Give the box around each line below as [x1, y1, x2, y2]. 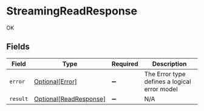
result [9, 95, 29, 102]
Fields [6, 42, 30, 52]
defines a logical [144, 77, 191, 86]
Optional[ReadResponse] [34, 95, 106, 103]
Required [111, 59, 138, 68]
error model [144, 84, 178, 93]
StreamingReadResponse [6, 4, 138, 18]
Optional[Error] [34, 77, 77, 86]
